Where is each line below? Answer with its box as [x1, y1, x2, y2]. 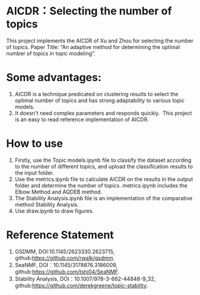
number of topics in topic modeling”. [6, 50, 96, 57]
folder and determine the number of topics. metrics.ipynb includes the [14, 182, 188, 189]
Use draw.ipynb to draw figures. [14, 207, 94, 214]
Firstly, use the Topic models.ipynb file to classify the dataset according [14, 156, 192, 164]
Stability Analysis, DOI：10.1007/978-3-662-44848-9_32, [14, 275, 156, 282]
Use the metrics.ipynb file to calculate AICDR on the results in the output [14, 176, 193, 183]
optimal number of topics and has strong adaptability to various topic [14, 97, 185, 104]
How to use [6, 137, 63, 150]
